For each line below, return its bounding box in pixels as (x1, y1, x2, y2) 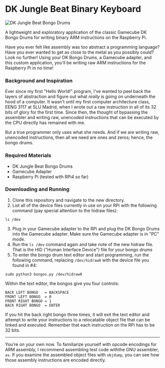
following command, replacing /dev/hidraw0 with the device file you (12, 257, 149, 263)
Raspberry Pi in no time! (5, 65, 54, 71)
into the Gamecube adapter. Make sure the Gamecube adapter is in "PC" (12, 231, 160, 237)
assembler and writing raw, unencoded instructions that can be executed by (5, 115, 159, 121)
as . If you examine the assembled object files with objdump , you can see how (5, 352, 160, 358)
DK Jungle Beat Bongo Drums (12, 163, 73, 169)
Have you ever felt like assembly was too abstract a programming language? (5, 44, 160, 50)
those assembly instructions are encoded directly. (5, 357, 107, 363)
